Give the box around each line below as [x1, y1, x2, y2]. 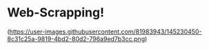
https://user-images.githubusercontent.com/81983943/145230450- [9, 27, 202, 36]
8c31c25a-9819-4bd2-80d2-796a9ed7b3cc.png [7, 34, 146, 42]
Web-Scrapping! [7, 5, 105, 21]
